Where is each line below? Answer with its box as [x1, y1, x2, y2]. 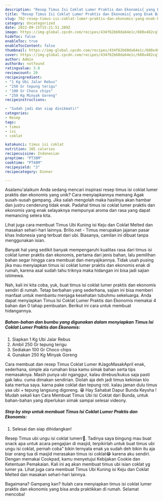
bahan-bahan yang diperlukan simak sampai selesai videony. [5, 397, 127, 403]
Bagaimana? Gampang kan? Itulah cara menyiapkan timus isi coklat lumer [5, 481, 152, 487]
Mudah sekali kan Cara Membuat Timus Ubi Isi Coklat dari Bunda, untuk [5, 392, 149, 398]
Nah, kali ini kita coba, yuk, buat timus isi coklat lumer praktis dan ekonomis [5, 282, 156, 288]
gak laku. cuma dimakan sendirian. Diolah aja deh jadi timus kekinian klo [5, 377, 149, 383]
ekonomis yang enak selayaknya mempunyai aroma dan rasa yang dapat [5, 207, 150, 213]
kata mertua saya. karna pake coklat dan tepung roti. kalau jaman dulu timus [5, 382, 158, 388]
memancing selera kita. [5, 212, 52, 219]
